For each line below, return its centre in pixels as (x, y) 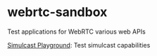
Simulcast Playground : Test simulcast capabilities (79, 45)
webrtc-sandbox (57, 12)
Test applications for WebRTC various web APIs (76, 31)
